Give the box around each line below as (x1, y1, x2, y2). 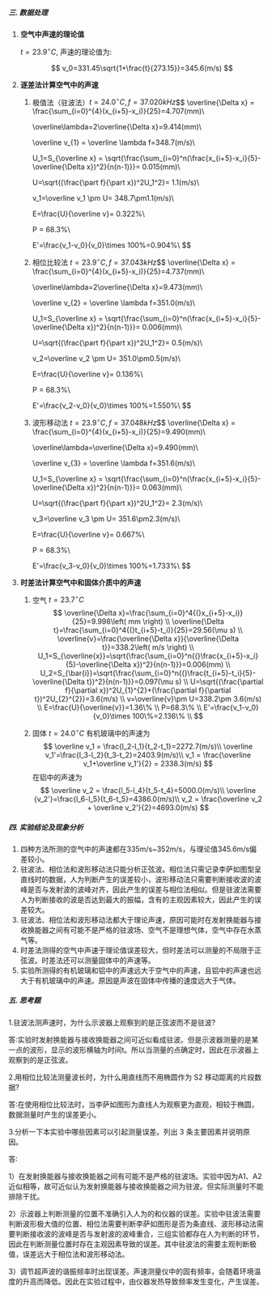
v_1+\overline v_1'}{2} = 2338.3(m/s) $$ (83, 758, 213, 768)
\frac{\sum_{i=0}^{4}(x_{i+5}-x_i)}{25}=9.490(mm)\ (32, 426, 206, 436)
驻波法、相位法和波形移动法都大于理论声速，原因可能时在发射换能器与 (19, 914, 255, 924)
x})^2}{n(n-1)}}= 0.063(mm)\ (86, 482, 182, 492)
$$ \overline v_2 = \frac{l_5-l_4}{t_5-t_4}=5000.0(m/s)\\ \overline (40, 785, 257, 795)
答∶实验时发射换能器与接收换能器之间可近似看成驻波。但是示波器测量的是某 (8, 1034, 259, 1044)
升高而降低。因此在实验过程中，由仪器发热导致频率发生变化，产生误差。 (22, 1276, 264, 1286)
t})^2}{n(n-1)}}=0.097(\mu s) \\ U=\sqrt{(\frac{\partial (86, 677, 264, 687)
